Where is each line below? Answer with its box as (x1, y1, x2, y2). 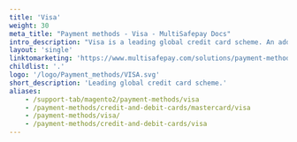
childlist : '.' (9, 63, 65, 71)
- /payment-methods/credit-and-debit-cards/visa (25, 120, 208, 129)
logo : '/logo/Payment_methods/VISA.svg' (9, 71, 161, 79)
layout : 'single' (9, 46, 73, 55)
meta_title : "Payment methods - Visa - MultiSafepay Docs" (9, 29, 232, 38)
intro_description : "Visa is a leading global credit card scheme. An (9, 37, 275, 47)
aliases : (9, 86, 42, 95)
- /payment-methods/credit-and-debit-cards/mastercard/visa (25, 103, 251, 112)
